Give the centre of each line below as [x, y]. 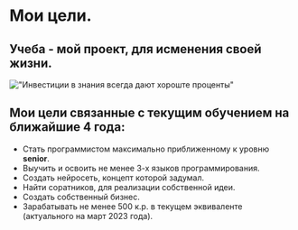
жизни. [31, 63]
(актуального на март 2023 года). [88, 216]
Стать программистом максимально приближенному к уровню [145, 149]
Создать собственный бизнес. [81, 197]
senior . [36, 158]
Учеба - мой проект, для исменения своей [135, 49]
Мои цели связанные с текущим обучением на [149, 113]
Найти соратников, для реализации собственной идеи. [129, 187]
